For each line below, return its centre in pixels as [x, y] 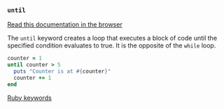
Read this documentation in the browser [65, 24]
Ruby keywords [30, 98]
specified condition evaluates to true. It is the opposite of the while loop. [112, 45]
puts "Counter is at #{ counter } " [62, 72]
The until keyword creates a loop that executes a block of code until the [112, 38]
